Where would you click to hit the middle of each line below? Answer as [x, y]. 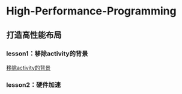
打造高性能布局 [34, 35]
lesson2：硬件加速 [34, 84]
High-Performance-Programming [91, 11]
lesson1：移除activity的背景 [47, 54]
